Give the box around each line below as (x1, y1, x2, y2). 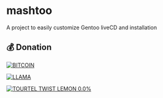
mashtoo (6, 4, 53, 18)
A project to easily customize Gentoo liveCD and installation (6, 24, 157, 31)
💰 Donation (6, 42, 52, 52)
